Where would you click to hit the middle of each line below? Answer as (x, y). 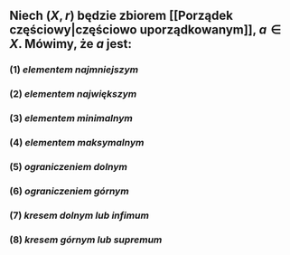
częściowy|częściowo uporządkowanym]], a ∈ (145, 30)
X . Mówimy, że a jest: (71, 44)
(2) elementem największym (73, 94)
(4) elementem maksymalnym (77, 143)
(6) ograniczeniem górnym (69, 191)
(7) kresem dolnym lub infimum (79, 215)
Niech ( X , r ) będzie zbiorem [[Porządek (121, 16)
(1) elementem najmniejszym (74, 70)
